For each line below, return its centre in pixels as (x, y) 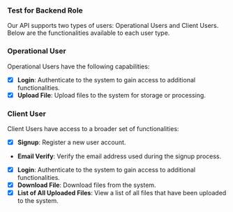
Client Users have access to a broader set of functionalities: (93, 129)
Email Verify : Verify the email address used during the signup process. (119, 156)
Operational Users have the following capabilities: (78, 66)
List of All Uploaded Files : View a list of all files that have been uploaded (122, 193)
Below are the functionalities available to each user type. (89, 33)
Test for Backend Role (45, 10)
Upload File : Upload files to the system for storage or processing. (111, 95)
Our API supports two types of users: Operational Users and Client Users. (113, 26)
